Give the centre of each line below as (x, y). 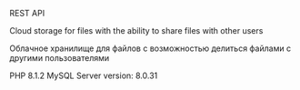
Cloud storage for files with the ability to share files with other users (136, 30)
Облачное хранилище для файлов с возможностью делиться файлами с (150, 48)
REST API (27, 13)
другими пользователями (60, 58)
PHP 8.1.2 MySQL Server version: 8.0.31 (84, 75)
